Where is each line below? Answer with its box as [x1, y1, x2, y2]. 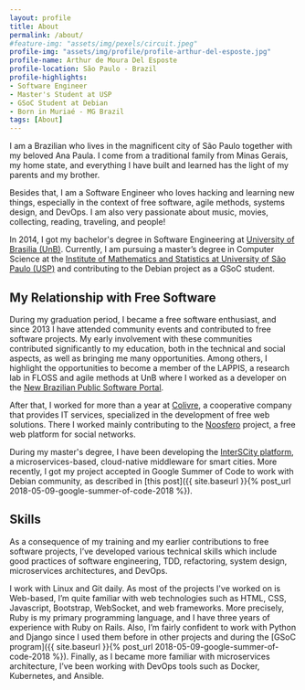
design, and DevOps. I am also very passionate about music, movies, [9, 207, 269, 218]
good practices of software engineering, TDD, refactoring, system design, [9, 555, 288, 567]
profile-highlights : [9, 73, 89, 82]
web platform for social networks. [9, 429, 136, 440]
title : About [9, 22, 59, 31]
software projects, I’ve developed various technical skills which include [9, 546, 277, 557]
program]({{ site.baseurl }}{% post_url [9, 641, 153, 652]
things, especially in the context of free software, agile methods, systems [9, 197, 286, 208]
